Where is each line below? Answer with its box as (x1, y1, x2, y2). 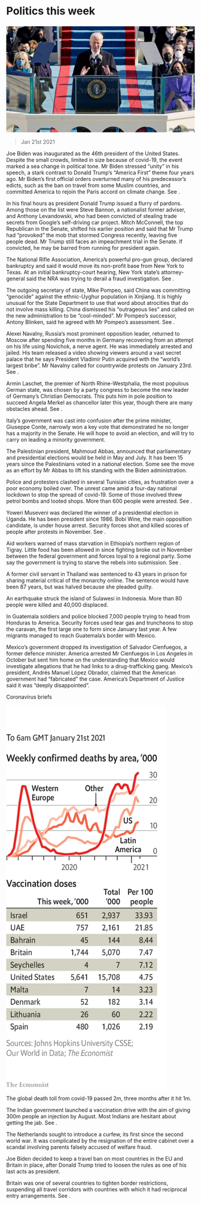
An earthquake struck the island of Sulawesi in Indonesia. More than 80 (6, 595, 182, 602)
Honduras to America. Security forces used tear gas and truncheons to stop (6, 619, 193, 627)
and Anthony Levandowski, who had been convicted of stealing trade (6, 213, 178, 220)
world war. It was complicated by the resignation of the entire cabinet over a (6, 1137, 194, 1144)
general (6, 275, 25, 282)
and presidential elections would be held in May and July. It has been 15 (6, 454, 184, 461)
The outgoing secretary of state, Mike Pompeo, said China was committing (6, 286, 190, 294)
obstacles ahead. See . (6, 406, 63, 413)
